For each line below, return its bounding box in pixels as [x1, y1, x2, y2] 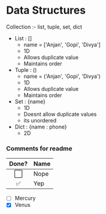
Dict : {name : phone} [14, 123, 67, 130]
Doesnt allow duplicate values [23, 111, 97, 118]
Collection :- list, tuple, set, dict [6, 23, 82, 30]
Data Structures [6, 4, 86, 17]
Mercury [14, 194, 36, 202]
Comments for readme [6, 144, 73, 152]
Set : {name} [14, 97, 46, 105]
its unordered [23, 117, 57, 124]
